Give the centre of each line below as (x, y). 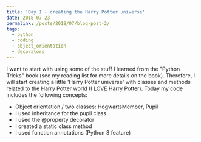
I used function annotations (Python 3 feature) (73, 132)
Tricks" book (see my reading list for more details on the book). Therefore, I (101, 75)
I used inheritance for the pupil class (61, 113)
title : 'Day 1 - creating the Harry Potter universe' (76, 12)
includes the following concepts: (47, 94)
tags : (13, 29)
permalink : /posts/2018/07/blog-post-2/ (58, 23)
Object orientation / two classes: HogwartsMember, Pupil (87, 107)
